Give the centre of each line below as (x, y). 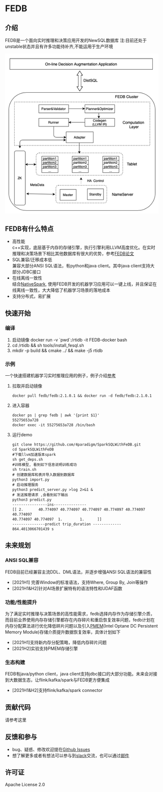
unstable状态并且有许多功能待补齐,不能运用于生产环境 (59, 46)
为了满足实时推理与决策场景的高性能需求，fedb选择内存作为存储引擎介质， (80, 614)
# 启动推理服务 (25, 485)
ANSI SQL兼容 (22, 560)
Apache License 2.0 (25, 784)
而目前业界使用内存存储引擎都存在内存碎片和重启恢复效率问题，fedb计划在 (80, 620)
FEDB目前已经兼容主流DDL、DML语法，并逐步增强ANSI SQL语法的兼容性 (78, 572)
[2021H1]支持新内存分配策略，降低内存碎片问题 (59, 643)
